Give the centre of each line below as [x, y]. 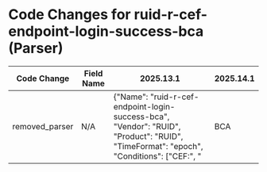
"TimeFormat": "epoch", [159, 146]
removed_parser [43, 126]
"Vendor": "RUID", [147, 126]
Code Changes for [70, 15]
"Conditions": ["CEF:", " [157, 156]
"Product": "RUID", [148, 136]
